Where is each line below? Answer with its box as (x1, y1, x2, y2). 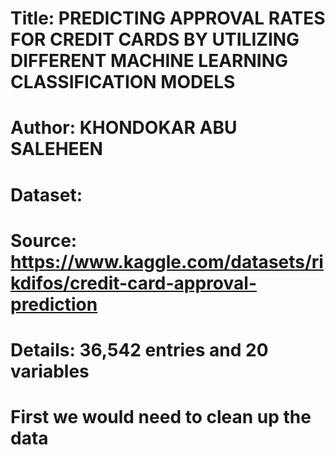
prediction (10, 293, 98, 316)
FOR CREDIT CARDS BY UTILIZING (10, 28, 300, 51)
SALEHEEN (10, 138, 103, 161)
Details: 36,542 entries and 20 (10, 338, 269, 361)
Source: (10, 229, 78, 252)
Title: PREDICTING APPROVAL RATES (10, 7, 326, 30)
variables (10, 360, 90, 382)
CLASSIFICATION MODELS (10, 71, 236, 94)
